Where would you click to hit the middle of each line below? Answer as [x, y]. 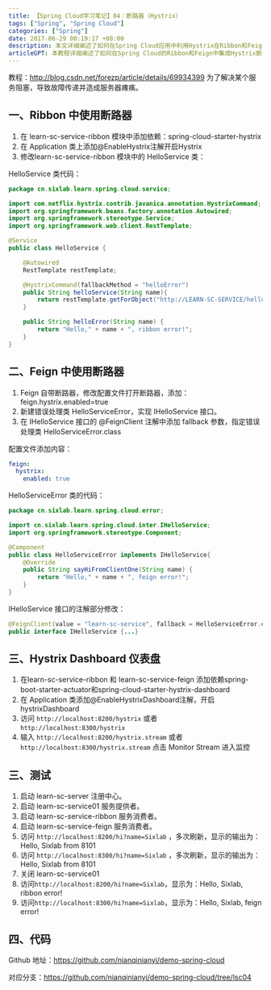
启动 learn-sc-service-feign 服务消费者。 [88, 826]
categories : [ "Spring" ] [48, 31]
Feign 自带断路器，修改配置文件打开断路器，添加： [104, 392]
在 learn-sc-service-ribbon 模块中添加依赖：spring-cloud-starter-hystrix [141, 136]
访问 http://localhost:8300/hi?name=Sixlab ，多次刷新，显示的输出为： [140, 855]
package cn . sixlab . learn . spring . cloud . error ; [86, 511]
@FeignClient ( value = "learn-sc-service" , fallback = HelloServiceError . [135, 624]
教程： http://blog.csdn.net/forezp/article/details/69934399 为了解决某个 [129, 77]
